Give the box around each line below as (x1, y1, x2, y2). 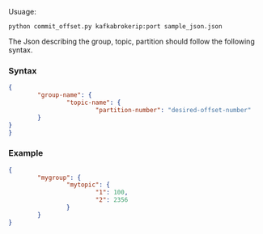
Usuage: (8, 7, 36, 16)
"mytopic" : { (66, 181, 111, 189)
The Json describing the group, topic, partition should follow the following (8, 36, 255, 46)
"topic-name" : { (66, 98, 121, 107)
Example (8, 148, 44, 159)
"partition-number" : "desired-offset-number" (95, 106, 252, 114)
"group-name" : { (37, 91, 92, 99)
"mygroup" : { (37, 173, 82, 182)
